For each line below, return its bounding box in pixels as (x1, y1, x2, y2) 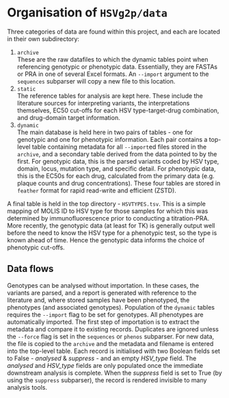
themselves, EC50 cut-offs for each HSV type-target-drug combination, (16, 106, 219, 114)
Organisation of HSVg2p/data (7, 5, 167, 21)
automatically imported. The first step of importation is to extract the (7, 317, 200, 326)
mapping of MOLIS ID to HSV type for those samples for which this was (7, 207, 208, 215)
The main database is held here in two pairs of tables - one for (16, 128, 193, 136)
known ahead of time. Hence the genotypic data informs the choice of (7, 236, 205, 244)
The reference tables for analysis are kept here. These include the (16, 91, 203, 100)
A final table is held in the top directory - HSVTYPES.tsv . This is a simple (7, 199, 206, 208)
